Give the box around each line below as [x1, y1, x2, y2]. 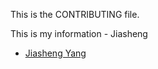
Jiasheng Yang [24, 47, 87, 59]
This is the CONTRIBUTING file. [10, 9, 140, 20]
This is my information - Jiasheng [10, 28, 148, 39]
